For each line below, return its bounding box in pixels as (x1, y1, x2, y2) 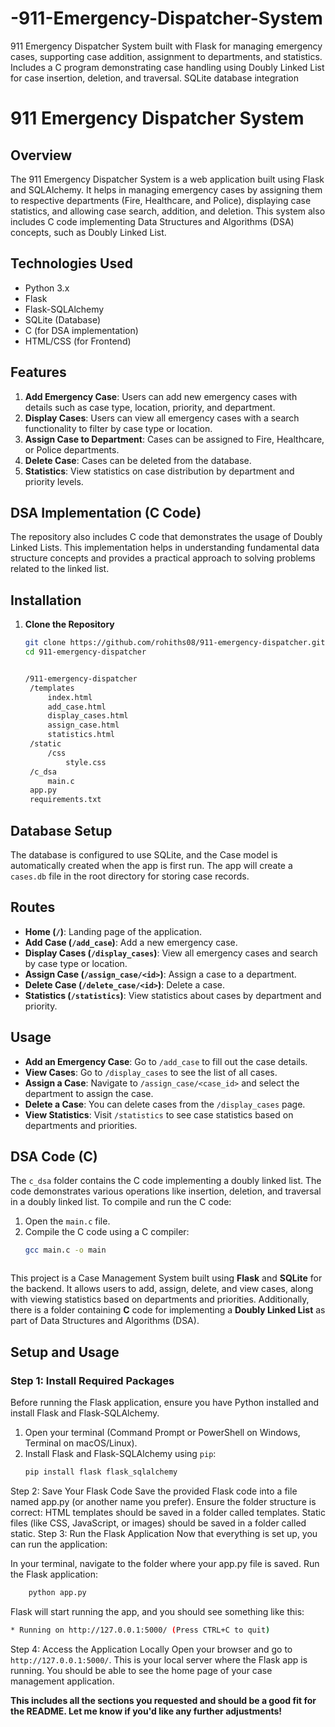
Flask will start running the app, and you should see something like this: (10, 1605, 305, 1617)
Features (10, 364, 67, 381)
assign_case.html (47, 720, 120, 731)
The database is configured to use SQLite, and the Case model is (10, 849, 278, 861)
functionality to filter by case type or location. (24, 422, 213, 434)
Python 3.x (24, 282, 70, 294)
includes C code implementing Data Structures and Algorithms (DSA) (10, 215, 295, 227)
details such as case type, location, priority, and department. (24, 401, 276, 413)
